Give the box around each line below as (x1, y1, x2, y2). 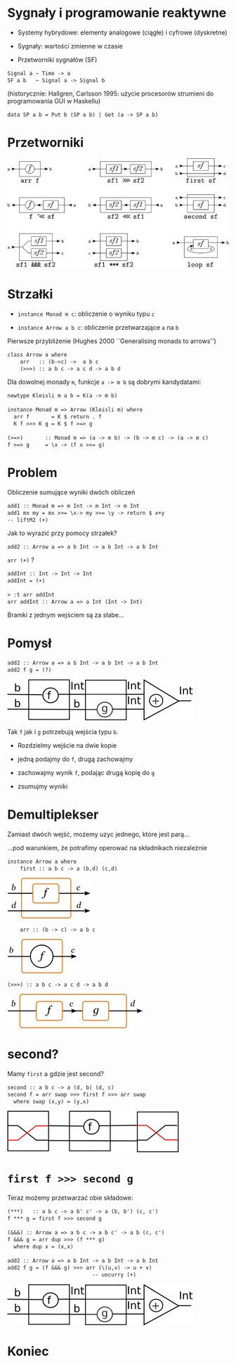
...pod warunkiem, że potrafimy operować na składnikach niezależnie (7, 843, 207, 852)
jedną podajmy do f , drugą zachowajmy (17, 755, 133, 763)
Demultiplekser (7, 807, 99, 822)
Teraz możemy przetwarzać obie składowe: (7, 1194, 133, 1202)
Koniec (7, 1343, 49, 1359)
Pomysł (7, 635, 52, 651)
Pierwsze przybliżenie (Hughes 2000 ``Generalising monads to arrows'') (7, 336, 216, 345)
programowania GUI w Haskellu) (7, 96, 101, 105)
